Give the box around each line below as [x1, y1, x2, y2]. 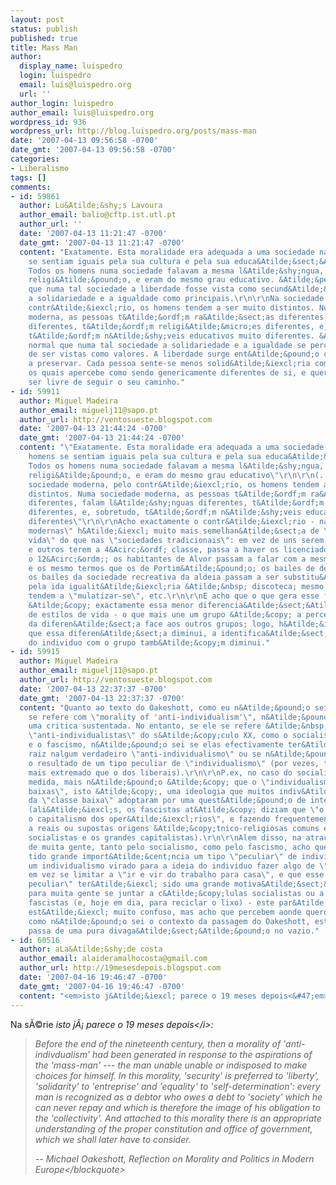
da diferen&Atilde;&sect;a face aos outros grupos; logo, [28, 619, 275, 629]
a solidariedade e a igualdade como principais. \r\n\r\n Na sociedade [28, 294, 325, 304]
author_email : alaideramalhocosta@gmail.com [19, 954, 208, 964]
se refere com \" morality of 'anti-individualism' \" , [28, 712, 257, 722]
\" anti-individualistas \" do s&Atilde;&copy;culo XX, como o [28, 731, 288, 741]
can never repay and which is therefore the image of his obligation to [34, 1101, 321, 1113]
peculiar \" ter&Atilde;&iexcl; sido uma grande [28, 879, 230, 890]
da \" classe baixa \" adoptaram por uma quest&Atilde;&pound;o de [28, 796, 307, 806]
